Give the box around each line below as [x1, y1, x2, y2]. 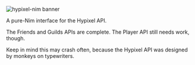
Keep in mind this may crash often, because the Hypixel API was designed [6, 46, 188, 53]
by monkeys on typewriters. [6, 53, 74, 59]
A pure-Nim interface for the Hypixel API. [6, 17, 107, 24]
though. [6, 35, 26, 41]
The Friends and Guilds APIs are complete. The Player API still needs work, [6, 28, 190, 35]
